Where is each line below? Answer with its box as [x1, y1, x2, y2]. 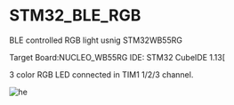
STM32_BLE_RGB [9, 5, 141, 26]
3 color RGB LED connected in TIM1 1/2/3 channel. [9, 69, 194, 80]
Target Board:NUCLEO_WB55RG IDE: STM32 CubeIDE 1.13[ [9, 52, 225, 62]
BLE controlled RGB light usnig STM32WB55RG [9, 35, 182, 45]
